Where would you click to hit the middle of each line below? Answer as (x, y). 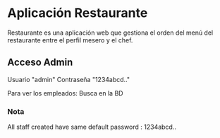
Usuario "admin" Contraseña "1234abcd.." (69, 79)
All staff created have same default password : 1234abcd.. (92, 127)
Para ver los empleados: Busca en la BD (65, 93)
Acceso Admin (40, 63)
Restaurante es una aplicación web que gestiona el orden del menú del (110, 33)
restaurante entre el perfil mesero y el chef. (70, 40)
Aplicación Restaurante (78, 13)
